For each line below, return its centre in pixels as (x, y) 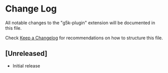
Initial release (26, 65)
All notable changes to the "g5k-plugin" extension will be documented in (80, 23)
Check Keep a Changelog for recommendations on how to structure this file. (84, 38)
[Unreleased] (26, 54)
